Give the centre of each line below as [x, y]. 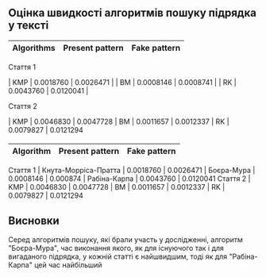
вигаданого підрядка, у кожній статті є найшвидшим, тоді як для [118, 256]
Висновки [34, 220]
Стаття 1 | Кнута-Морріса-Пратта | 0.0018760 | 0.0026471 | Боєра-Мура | [132, 171]
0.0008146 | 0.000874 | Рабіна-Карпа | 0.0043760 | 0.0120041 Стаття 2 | [130, 179]
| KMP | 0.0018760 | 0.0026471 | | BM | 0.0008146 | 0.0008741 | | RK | [122, 82]
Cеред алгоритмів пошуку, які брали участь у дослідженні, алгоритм [126, 240]
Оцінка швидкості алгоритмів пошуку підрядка [132, 13]
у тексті [29, 26]
